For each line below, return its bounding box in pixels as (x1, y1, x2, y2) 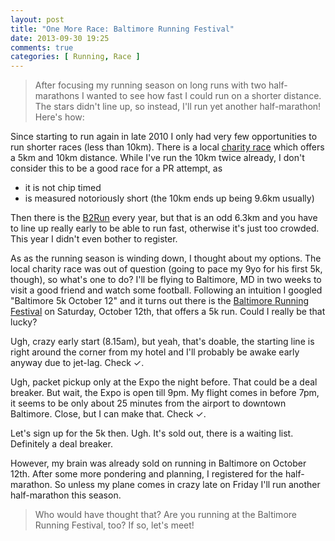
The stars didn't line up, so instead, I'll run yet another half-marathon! (34, 101, 322, 113)
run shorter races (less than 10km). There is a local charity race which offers (10, 141, 325, 153)
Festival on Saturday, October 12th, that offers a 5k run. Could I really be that (10, 306, 326, 318)
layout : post (10, 14, 65, 25)
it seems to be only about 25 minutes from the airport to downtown (10, 397, 287, 410)
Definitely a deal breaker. (10, 438, 113, 450)
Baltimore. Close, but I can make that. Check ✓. (10, 408, 207, 420)
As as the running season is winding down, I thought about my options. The (10, 252, 322, 265)
